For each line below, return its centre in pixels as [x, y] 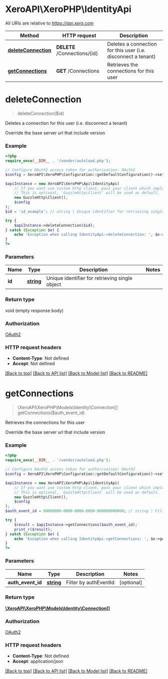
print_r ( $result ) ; [33, 529]
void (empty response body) [34, 310]
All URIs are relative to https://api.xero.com [49, 23]
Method [29, 35]
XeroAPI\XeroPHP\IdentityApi [68, 9]
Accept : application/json [38, 661]
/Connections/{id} [77, 53]
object [54, 284]
